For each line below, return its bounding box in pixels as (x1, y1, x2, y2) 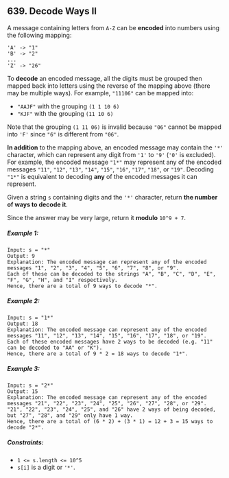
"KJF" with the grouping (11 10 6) (16, 109, 114, 117)
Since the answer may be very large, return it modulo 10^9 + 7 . (7, 213, 186, 222)
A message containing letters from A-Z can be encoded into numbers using (7, 23, 220, 32)
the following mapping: (7, 31, 72, 39)
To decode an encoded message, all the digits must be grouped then (7, 74, 202, 82)
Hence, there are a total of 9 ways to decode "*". (7, 283, 158, 289)
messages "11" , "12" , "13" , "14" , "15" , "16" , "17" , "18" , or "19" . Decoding (7, 165, 214, 174)
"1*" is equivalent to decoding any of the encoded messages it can (7, 172, 197, 180)
